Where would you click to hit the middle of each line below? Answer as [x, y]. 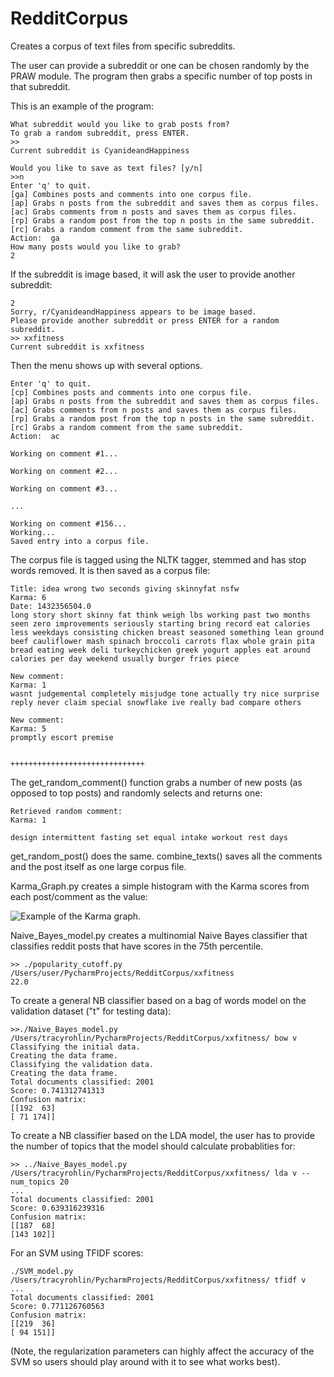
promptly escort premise [62, 737]
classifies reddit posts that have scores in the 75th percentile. [137, 946]
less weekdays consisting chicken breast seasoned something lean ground [167, 632]
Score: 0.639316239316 [57, 1208]
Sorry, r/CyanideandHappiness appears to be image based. [133, 312]
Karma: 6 [28, 597]
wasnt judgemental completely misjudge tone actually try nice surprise [165, 693]
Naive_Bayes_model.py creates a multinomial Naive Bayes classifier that [159, 935]
